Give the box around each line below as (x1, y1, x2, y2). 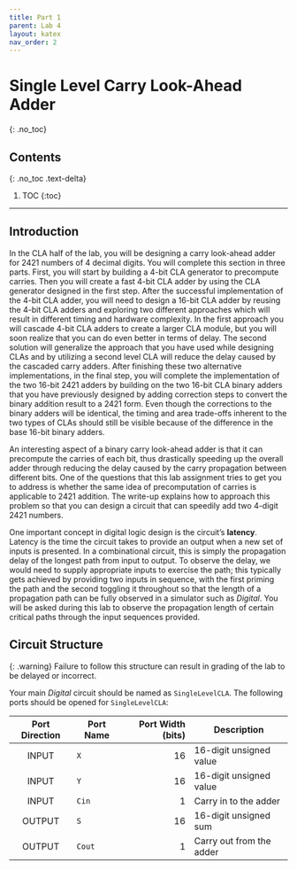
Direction (20, 728, 61, 741)
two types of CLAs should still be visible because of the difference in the (9, 417, 274, 428)
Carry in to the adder (194, 795, 281, 807)
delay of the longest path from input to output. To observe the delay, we (9, 555, 271, 565)
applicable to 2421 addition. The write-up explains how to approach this (9, 491, 270, 501)
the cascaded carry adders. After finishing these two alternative (9, 361, 242, 371)
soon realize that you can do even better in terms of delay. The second (9, 332, 267, 343)
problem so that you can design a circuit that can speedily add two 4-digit (9, 500, 278, 510)
